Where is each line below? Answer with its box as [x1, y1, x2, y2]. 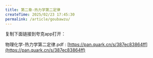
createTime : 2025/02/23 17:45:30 [5, 12, 75, 17]
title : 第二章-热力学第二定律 [5, 7, 61, 12]
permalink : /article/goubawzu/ [5, 16, 70, 21]
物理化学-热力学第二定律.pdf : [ [5, 41, 69, 47]
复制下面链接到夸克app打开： [5, 31, 66, 37]
